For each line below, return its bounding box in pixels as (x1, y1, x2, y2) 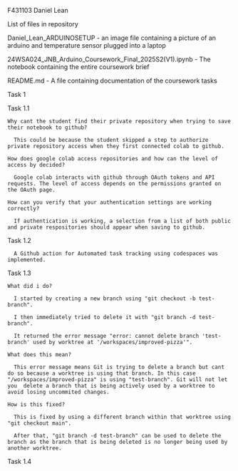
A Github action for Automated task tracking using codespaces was (14, 250, 219, 257)
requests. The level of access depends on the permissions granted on (7, 180, 222, 187)
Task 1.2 (7, 237, 32, 244)
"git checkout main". (7, 420, 72, 427)
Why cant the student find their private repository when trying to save (7, 118, 232, 125)
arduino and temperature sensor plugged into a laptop (7, 41, 166, 49)
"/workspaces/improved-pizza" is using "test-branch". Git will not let (7, 376, 228, 383)
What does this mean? (7, 351, 72, 358)
